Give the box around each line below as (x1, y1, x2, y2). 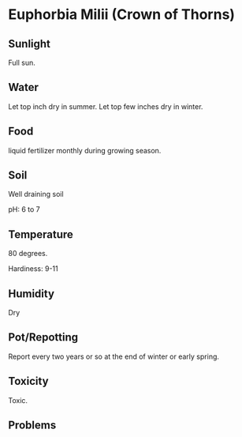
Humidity (8, 287, 55, 300)
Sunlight (8, 37, 51, 51)
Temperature (8, 228, 73, 241)
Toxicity (8, 375, 49, 388)
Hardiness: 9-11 (8, 264, 58, 273)
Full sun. (8, 58, 35, 67)
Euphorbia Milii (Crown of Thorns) (8, 6, 235, 24)
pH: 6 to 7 (8, 205, 41, 214)
